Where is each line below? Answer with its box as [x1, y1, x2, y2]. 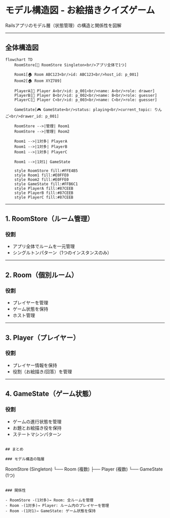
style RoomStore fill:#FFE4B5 [14, 168, 78, 173]
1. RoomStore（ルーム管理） [5, 215, 94, 223]
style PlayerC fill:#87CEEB [14, 194, 73, 200]
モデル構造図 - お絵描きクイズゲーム [5, 5, 155, 16]
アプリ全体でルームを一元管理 [12, 244, 75, 250]
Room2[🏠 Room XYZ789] [14, 78, 62, 84]
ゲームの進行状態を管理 [12, 418, 62, 424]
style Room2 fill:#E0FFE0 [14, 177, 69, 182]
